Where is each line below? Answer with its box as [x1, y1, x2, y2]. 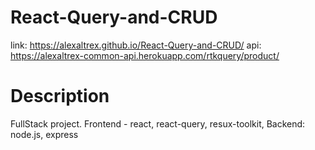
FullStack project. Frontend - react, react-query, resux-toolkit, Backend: [10, 117, 306, 130]
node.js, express [10, 128, 79, 140]
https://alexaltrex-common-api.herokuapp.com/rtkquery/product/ [10, 49, 280, 61]
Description [10, 85, 110, 108]
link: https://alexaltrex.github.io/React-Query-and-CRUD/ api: [10, 39, 262, 51]
